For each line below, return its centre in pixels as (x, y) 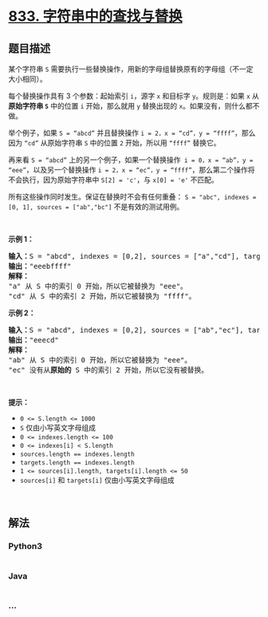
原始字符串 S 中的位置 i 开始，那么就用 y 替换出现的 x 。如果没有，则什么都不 (134, 106)
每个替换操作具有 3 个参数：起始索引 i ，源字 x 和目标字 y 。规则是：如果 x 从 (134, 96)
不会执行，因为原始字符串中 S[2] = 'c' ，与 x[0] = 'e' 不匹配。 (113, 180)
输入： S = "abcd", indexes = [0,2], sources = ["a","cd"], (124, 256)
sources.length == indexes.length (77, 454)
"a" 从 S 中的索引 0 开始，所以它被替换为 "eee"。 (98, 286)
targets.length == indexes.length (77, 463)
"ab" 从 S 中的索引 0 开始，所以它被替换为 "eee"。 (100, 360)
